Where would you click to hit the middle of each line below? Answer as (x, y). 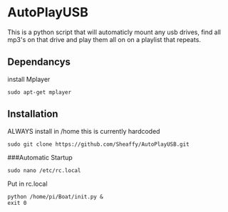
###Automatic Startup (40, 157)
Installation (33, 114)
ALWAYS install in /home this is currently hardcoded (84, 131)
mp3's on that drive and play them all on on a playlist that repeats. (104, 39)
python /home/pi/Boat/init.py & (55, 196)
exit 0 (17, 203)
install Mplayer (29, 79)
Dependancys (39, 62)
